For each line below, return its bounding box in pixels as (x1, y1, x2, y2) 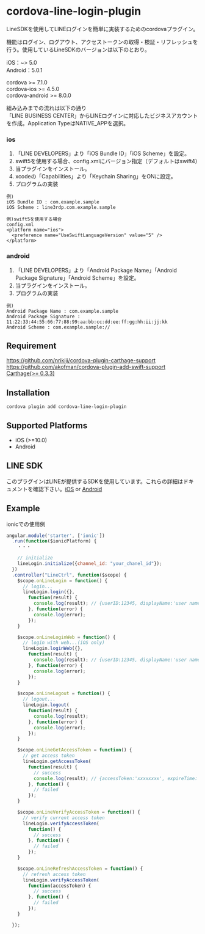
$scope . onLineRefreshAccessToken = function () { (17, 866, 143, 872)
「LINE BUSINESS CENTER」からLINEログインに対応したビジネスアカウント (6, 112, 198, 119)
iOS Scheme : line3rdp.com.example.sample (6, 205, 116, 211)
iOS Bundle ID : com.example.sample (6, 199, 99, 205)
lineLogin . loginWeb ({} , (22, 646, 84, 652)
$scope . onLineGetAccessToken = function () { (17, 747, 132, 753)
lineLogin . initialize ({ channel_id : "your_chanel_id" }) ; (17, 561, 163, 567)
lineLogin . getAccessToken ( (22, 759, 92, 765)
